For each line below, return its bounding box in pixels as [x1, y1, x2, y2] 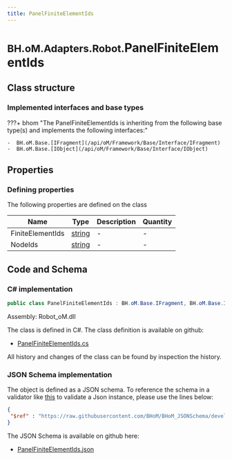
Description [96, 217, 136, 227]
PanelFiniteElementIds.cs [17, 339, 89, 347]
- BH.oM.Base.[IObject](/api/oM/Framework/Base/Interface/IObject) [7, 145, 209, 152]
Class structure [7, 82, 75, 94]
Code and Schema [7, 264, 88, 275]
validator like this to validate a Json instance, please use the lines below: [7, 393, 214, 401]
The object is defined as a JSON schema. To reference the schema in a [7, 385, 210, 394]
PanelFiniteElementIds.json [17, 445, 95, 453]
